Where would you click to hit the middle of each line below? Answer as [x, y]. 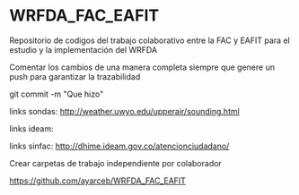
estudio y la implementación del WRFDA [84, 49]
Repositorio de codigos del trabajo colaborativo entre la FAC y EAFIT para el [149, 40]
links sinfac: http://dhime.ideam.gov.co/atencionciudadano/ [119, 146]
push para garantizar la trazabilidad [75, 76]
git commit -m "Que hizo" [57, 94]
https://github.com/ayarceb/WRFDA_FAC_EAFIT [98, 181]
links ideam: [31, 128]
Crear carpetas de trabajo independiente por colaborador [115, 163]
